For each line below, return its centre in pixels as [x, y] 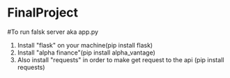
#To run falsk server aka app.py [53, 32]
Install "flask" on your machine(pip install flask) [85, 45]
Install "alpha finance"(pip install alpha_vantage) [86, 52]
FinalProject [43, 13]
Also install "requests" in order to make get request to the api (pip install [121, 59]
